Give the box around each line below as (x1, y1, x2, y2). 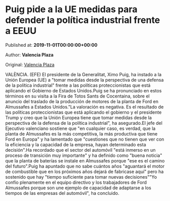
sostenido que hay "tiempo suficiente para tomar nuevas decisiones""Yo (5, 174, 157, 180)
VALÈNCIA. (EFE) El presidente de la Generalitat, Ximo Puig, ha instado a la (5, 71, 162, 77)
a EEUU (5, 25, 37, 37)
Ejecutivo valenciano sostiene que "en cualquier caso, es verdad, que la (5, 125, 156, 131)
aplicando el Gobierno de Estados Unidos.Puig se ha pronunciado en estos (5, 87, 162, 93)
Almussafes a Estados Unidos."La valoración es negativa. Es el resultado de (5, 104, 164, 110)
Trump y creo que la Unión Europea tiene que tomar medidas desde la (5, 114, 152, 120)
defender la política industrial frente (5, 14, 160, 26)
